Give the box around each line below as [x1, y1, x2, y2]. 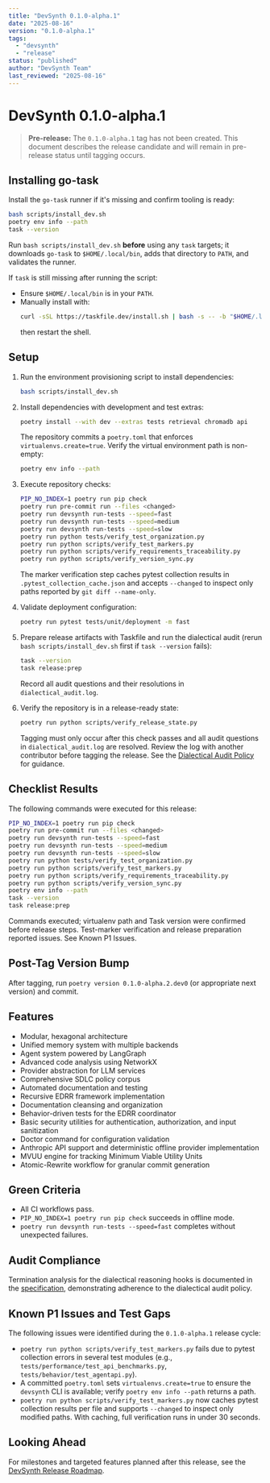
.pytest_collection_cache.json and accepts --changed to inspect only [19, 578, 254, 588]
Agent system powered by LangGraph [19, 1049, 147, 1058]
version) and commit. [8, 987, 79, 996]
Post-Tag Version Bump [8, 957, 130, 970]
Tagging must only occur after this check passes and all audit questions [19, 733, 260, 742]
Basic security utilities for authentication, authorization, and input [19, 1117, 236, 1127]
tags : [8, 34, 27, 43]
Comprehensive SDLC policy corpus [19, 1074, 141, 1084]
